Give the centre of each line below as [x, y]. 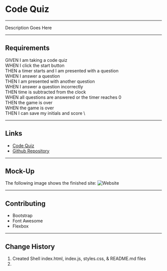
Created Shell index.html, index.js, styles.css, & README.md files [79, 259]
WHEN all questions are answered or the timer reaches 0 [63, 97]
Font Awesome [28, 221]
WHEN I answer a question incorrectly [44, 86]
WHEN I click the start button [35, 65]
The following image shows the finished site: [51, 183]
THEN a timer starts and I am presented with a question [62, 70]
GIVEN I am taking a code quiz [36, 60]
